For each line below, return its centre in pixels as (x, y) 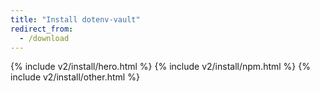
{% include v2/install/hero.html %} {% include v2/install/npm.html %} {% (160, 67)
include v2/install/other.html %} (75, 77)
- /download (44, 38)
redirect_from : (42, 29)
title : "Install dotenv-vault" (75, 19)
